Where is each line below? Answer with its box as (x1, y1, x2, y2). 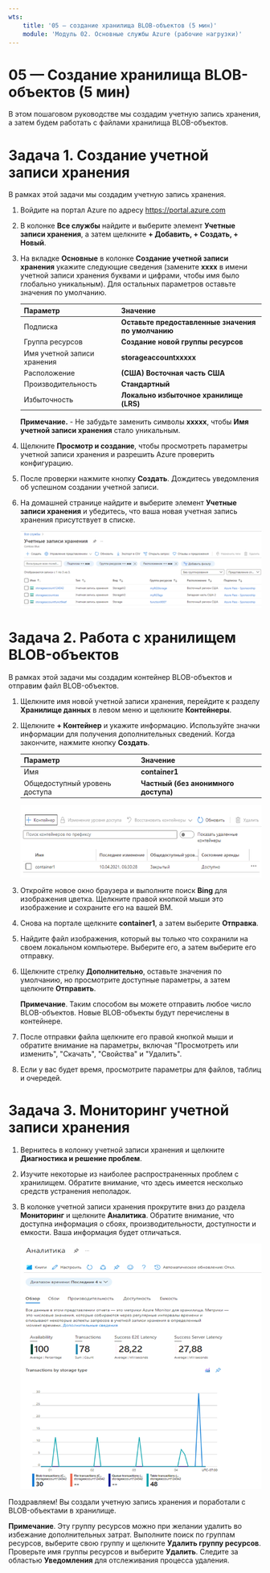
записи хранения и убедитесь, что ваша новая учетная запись (19, 506, 238, 516)
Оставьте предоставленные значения (121, 318, 256, 327)
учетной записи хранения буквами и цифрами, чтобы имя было (19, 270, 239, 281)
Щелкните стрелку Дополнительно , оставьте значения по (19, 966, 223, 976)
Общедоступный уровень (23, 778, 112, 788)
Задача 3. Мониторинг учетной (8, 1101, 229, 1119)
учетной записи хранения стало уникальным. (19, 425, 181, 434)
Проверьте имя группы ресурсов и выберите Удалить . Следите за (8, 1547, 239, 1557)
